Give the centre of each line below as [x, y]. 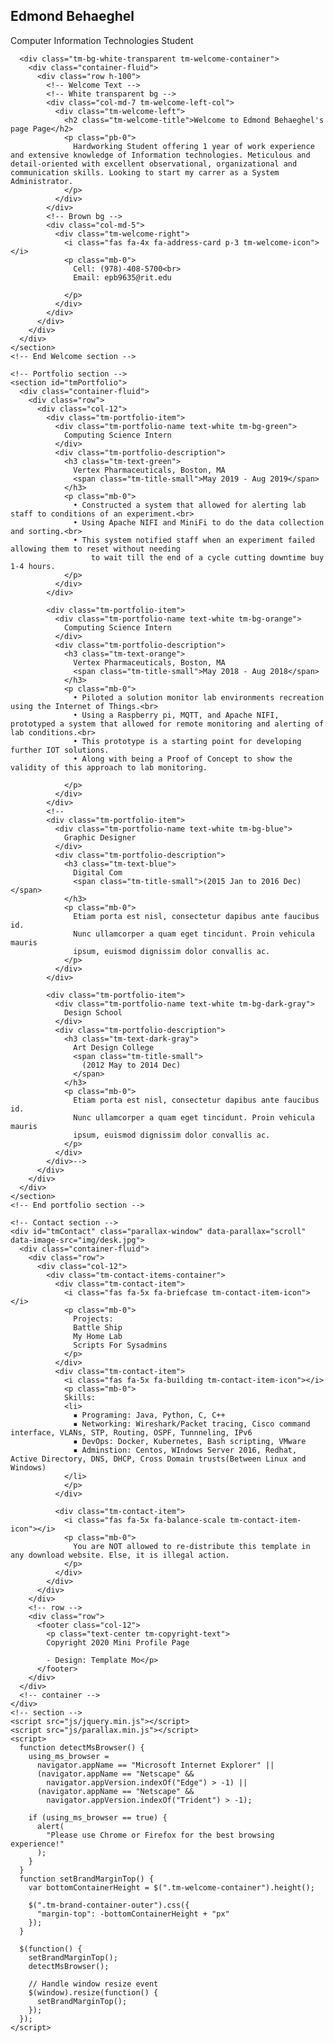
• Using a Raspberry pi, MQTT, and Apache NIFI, [176, 715]
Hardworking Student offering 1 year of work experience [194, 146]
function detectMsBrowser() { [82, 1747]
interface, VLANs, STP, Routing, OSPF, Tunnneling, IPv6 [131, 1432]
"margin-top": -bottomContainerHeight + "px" [133, 1914]
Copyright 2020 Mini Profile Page [118, 1642]
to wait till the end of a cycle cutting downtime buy [207, 557]
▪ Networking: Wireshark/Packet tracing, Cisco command [192, 1424]
